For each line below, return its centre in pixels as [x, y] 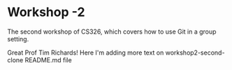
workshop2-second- [195, 52]
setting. [18, 38]
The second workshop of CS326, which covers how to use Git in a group [112, 31]
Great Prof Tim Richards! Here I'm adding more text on [86, 52]
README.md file [48, 59]
